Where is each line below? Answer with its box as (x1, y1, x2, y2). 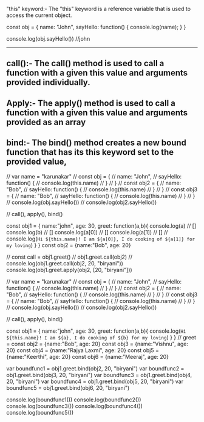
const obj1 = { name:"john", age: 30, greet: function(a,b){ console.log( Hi (6, 327, 186, 335)
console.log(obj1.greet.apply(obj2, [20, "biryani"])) (6, 266, 132, 273)
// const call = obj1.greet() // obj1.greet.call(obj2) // (6, 253, 132, 260)
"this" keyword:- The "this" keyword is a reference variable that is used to (6, 5, 191, 12)
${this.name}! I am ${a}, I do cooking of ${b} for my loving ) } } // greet (6, 333, 196, 341)
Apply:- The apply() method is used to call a (6, 98, 176, 108)
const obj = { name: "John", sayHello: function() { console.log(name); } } (6, 24, 186, 30)
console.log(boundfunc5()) (6, 409, 74, 416)
